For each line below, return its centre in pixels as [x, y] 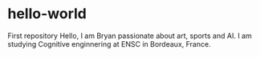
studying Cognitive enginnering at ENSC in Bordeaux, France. [109, 44]
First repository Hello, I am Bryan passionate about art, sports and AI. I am [130, 36]
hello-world [47, 14]
